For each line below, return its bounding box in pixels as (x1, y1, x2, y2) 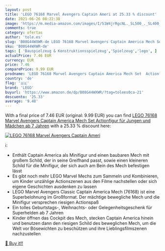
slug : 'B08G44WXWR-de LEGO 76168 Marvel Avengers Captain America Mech (5, 39, 155, 44)
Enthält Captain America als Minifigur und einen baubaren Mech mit (12, 152, 150, 158)
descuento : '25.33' (5, 94, 45, 99)
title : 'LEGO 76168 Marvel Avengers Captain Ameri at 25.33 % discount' (5, 12, 157, 17)
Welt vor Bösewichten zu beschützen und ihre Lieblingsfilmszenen (12, 225, 147, 232)
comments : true (5, 26, 36, 31)
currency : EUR (5, 58, 34, 63)
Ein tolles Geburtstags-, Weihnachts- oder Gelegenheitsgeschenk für (12, 205, 152, 211)
